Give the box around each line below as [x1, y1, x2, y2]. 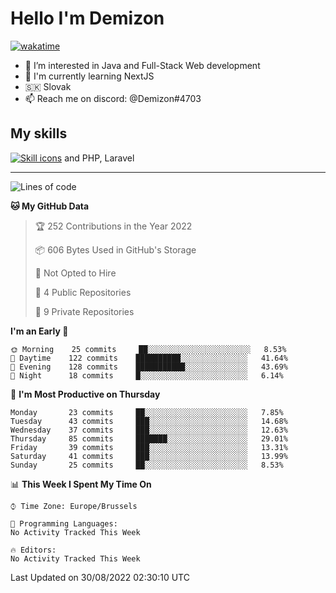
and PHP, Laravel [64, 152, 135, 164]
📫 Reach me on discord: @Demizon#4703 [24, 92, 202, 104]
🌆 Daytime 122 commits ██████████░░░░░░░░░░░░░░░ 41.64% [10, 353, 288, 363]
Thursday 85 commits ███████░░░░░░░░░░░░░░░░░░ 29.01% [10, 433, 288, 444]
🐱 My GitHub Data [10, 200, 90, 212]
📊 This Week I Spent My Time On [10, 478, 152, 490]
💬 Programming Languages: [10, 518, 118, 529]
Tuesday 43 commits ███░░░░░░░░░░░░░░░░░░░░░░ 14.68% [10, 416, 288, 426]
